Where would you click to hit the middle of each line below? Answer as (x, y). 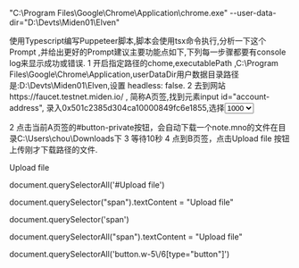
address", (27, 108)
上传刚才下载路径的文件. (54, 150)
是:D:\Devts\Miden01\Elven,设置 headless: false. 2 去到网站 (117, 85)
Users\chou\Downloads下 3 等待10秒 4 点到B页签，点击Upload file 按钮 (159, 138)
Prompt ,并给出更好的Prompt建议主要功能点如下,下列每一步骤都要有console (148, 52)
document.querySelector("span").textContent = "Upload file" (121, 202)
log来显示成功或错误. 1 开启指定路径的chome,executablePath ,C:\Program (144, 63)
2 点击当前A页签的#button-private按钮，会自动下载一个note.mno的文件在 (144, 127)
